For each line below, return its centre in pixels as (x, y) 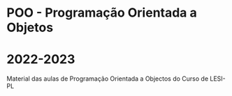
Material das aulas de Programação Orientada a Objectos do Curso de (108, 79)
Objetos (30, 27)
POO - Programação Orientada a (102, 13)
